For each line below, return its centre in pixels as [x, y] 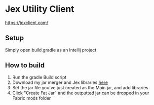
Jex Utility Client [40, 9]
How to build [25, 66]
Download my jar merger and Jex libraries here [60, 82]
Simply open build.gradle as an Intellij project [51, 50]
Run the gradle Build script [39, 77]
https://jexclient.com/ [27, 23]
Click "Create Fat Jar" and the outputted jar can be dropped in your [81, 93]
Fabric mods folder [32, 98]
